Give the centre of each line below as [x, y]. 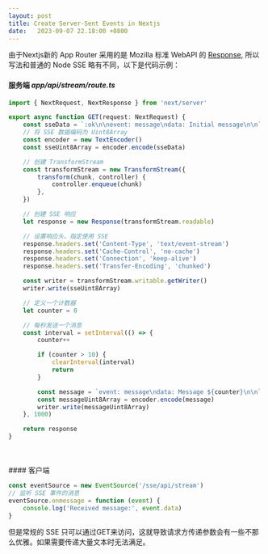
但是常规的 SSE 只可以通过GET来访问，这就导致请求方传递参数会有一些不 [130, 532]
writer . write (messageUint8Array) [94, 407]
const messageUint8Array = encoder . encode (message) [126, 400]
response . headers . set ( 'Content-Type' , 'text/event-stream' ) [126, 243]
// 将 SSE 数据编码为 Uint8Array [75, 133]
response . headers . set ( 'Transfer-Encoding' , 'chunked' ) [117, 266]
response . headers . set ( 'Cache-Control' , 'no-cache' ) [111, 252]
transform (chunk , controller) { [92, 177]
